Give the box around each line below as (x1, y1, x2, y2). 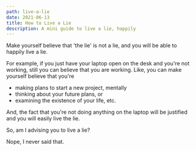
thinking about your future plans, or (14, 90, 103, 98)
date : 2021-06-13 (6, 14, 50, 20)
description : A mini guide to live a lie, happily (6, 25, 136, 32)
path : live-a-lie (6, 8, 50, 15)
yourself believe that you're (6, 73, 74, 80)
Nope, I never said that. (6, 138, 65, 146)
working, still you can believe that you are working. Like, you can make (6, 67, 182, 74)
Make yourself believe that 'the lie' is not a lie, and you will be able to (6, 42, 177, 49)
